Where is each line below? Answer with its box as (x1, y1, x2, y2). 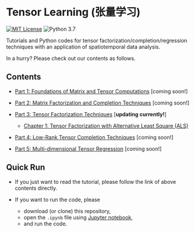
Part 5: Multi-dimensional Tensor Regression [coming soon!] (14, 145, 162, 152)
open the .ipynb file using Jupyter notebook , (23, 214, 133, 221)
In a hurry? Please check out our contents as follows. (6, 55, 136, 62)
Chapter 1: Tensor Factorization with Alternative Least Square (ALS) (23, 122, 188, 129)
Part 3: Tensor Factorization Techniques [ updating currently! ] (14, 110, 167, 117)
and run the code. (23, 220, 68, 227)
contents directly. (14, 185, 57, 192)
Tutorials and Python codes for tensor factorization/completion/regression (6, 37, 188, 44)
